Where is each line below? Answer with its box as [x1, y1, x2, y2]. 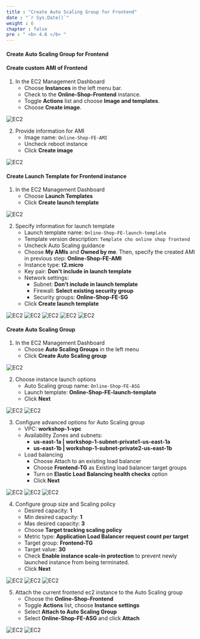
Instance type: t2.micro [24, 261, 84, 268]
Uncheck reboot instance [24, 140, 88, 147]
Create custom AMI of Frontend [6, 65, 88, 72]
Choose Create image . [24, 103, 82, 111]
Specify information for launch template [15, 223, 115, 230]
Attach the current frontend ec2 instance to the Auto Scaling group [15, 588, 183, 596]
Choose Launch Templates [24, 192, 93, 200]
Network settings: [24, 274, 69, 282]
